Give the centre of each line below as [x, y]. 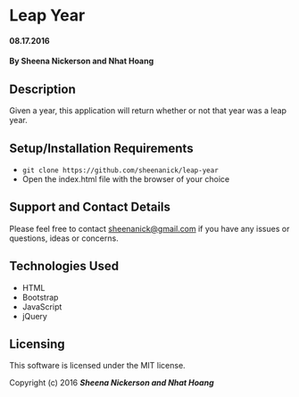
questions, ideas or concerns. [64, 238]
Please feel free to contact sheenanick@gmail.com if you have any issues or [149, 228]
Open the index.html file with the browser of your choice [126, 179]
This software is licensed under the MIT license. [97, 366]
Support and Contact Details [90, 207]
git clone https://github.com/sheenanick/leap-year [120, 170]
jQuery [34, 316]
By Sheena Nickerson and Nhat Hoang [82, 61]
